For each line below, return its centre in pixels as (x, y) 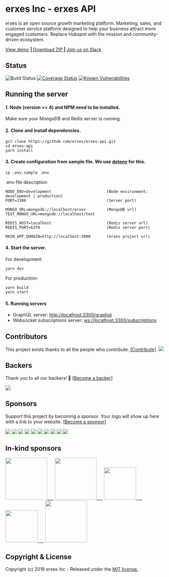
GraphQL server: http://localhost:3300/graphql (62, 315)
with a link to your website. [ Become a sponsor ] (56, 421)
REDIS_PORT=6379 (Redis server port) (78, 227)
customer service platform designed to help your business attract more (81, 28)
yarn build (17, 287)
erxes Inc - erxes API (51, 9)
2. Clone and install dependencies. (43, 130)
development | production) (34, 196)
